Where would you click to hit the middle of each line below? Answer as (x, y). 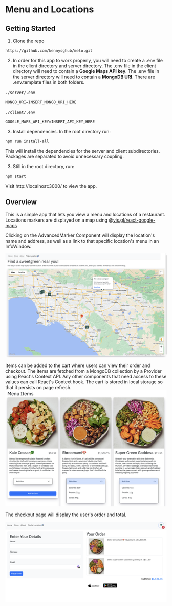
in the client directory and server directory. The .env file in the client (84, 66)
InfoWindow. (18, 246)
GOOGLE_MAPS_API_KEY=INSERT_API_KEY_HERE (50, 122)
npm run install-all (27, 141)
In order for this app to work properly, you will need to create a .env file (88, 60)
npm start (16, 176)
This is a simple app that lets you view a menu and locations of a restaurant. (85, 214)
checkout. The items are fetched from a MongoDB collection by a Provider (84, 371)
